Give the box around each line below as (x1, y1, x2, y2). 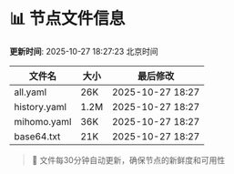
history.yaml (14, 100, 66, 113)
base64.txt (14, 129, 61, 142)
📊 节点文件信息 (9, 8, 126, 29)
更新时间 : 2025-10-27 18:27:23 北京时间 (9, 46, 159, 56)
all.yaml (14, 86, 47, 98)
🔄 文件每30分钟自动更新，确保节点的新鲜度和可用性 (31, 154, 226, 165)
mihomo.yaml (14, 115, 72, 128)
